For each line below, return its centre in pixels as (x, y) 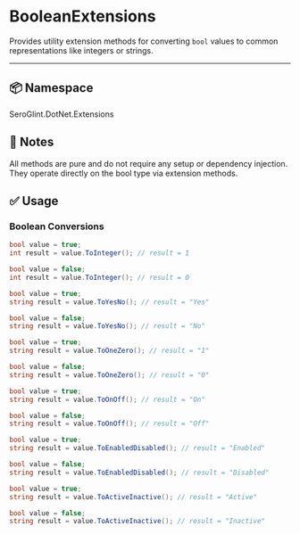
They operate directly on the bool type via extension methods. (124, 173)
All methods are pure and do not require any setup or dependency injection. (149, 163)
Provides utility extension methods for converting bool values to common (144, 41)
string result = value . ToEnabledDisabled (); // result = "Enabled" (137, 448)
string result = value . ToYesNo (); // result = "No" (107, 326)
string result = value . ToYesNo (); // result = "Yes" (109, 302)
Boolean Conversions (57, 226)
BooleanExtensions (83, 16)
